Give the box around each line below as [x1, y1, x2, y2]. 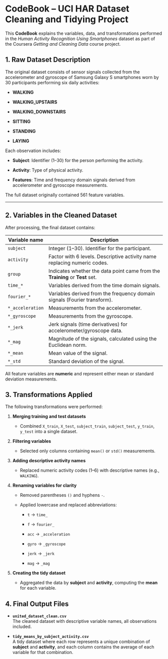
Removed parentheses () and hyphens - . [19, 492, 105, 498]
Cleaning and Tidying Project [5, 14, 128, 25]
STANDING [12, 128, 36, 134]
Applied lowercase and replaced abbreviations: [19, 502, 117, 508]
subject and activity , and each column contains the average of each [12, 644, 154, 650]
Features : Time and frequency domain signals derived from [12, 177, 135, 183]
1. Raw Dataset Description [5, 56, 91, 64]
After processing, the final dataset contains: [5, 224, 95, 230]
